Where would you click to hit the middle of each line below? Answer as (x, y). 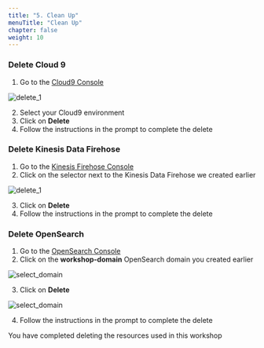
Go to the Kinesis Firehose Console (77, 167)
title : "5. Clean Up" (44, 15)
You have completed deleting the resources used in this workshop (115, 335)
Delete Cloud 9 (37, 65)
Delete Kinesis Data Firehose (64, 149)
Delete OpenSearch (46, 234)
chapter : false (33, 30)
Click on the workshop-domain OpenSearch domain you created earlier (136, 259)
